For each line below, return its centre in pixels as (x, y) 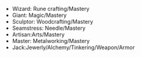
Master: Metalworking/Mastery (51, 41)
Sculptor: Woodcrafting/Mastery (52, 22)
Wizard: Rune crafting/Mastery (51, 9)
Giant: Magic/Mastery (39, 15)
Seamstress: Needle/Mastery (49, 28)
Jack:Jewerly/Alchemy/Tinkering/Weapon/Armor (74, 47)
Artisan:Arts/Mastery (38, 35)
